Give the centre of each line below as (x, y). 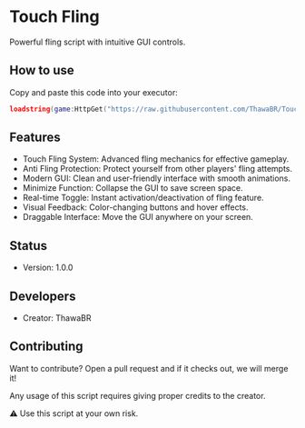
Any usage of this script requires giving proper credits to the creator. (138, 395)
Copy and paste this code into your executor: (94, 92)
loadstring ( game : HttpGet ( (58, 109)
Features (35, 138)
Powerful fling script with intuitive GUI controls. (98, 42)
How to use (42, 70)
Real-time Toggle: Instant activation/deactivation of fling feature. (143, 198)
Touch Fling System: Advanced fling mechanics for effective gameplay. (156, 159)
